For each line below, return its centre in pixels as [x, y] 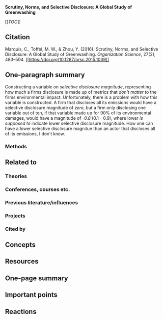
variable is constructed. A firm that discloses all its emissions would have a [81, 102]
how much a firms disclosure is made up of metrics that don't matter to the [81, 92]
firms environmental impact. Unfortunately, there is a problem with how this [81, 97]
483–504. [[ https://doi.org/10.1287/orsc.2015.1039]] [57, 59]
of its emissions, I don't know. [35, 133]
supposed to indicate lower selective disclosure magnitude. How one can [79, 123]
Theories [16, 176]
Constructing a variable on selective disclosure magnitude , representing [78, 87]
